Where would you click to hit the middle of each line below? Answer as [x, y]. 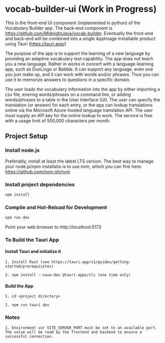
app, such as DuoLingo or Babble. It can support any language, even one [79, 69]
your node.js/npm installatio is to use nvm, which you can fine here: [74, 166]
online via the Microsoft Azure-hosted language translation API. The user [79, 110]
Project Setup [27, 136]
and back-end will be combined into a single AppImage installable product [80, 39]
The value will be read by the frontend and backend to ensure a [73, 332]
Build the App [19, 286]
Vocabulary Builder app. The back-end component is [59, 28]
